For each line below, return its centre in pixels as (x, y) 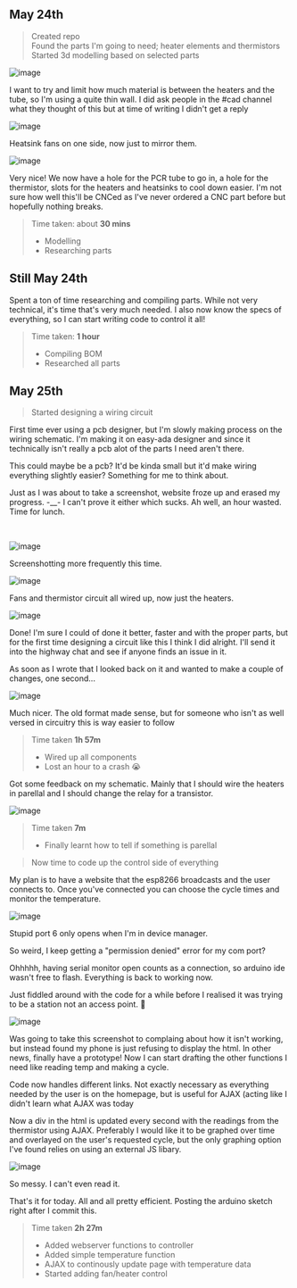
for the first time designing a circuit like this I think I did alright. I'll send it (142, 643)
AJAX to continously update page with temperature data (148, 1264)
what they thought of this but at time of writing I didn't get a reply (129, 108)
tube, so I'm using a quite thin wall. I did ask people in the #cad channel (140, 99)
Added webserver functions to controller (119, 1245)
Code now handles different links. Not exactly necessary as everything (139, 1084)
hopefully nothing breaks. (57, 206)
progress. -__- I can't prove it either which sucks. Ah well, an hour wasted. (146, 503)
